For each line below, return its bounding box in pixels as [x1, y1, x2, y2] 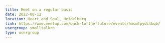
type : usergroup [5, 30, 39, 35]
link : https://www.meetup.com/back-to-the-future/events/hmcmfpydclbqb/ [5, 21, 160, 26]
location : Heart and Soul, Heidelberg [5, 16, 86, 21]
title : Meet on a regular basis [5, 7, 73, 12]
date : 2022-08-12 [5, 12, 42, 17]
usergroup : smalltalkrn [5, 26, 55, 31]
